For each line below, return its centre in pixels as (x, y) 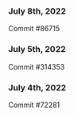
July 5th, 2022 (37, 50)
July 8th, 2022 (37, 11)
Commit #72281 (34, 105)
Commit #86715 (34, 29)
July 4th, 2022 (37, 87)
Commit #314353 (37, 66)
